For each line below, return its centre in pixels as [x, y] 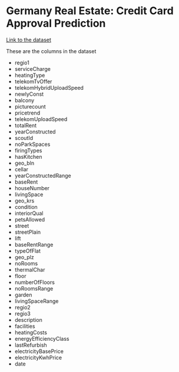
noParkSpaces [32, 144]
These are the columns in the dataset [51, 51]
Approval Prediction [56, 23]
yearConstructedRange [43, 175]
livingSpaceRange [37, 301]
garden [23, 295]
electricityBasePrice [39, 351]
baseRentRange [34, 244]
